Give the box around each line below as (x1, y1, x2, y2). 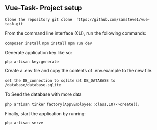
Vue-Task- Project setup (5, 4, 82, 12)
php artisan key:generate (5, 59, 59, 64)
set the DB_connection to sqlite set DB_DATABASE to (5, 78, 116, 83)
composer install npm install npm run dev (5, 41, 92, 46)
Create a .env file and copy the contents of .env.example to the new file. (5, 67, 153, 73)
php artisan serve (5, 120, 43, 125)
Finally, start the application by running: (5, 110, 86, 116)
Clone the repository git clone (5, 17, 72, 22)
